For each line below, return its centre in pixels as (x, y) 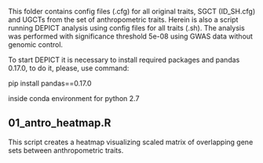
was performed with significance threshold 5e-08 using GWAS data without (131, 36)
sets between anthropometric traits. (66, 150)
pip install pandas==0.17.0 (50, 83)
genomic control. (36, 45)
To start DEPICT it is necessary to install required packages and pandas (124, 60)
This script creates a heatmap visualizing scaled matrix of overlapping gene (131, 142)
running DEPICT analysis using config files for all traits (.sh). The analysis (126, 28)
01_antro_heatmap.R (60, 123)
